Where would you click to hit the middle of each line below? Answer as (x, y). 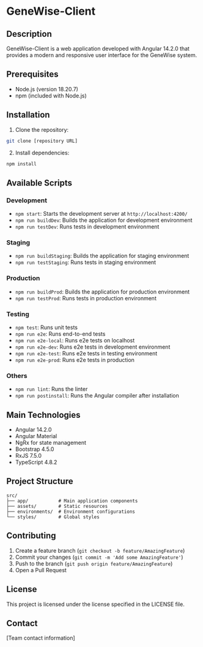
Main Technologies (43, 415)
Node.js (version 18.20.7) (46, 89)
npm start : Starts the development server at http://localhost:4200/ (101, 214)
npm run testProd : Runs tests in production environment (86, 298)
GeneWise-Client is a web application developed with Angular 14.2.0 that (98, 48)
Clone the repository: (42, 129)
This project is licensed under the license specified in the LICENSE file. (95, 604)
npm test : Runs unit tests (46, 327)
